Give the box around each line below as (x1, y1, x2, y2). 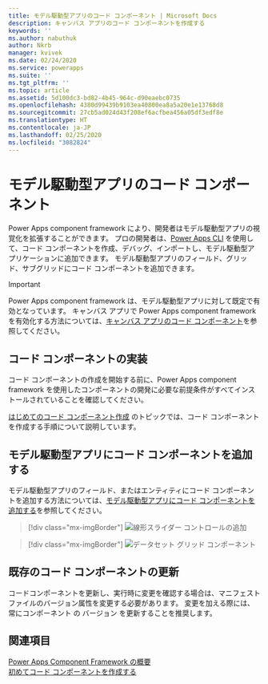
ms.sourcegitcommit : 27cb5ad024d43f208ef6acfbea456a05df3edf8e (8, 109, 224, 117)
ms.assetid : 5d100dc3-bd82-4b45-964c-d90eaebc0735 (8, 94, 181, 102)
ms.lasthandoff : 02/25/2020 (8, 131, 102, 139)
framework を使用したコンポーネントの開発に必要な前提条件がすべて (8, 385, 234, 395)
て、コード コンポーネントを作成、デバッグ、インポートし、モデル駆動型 (8, 244, 248, 253)
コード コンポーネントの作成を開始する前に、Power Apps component (8, 374, 238, 385)
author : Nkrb (8, 42, 52, 50)
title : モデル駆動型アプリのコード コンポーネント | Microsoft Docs (8, 11, 218, 20)
